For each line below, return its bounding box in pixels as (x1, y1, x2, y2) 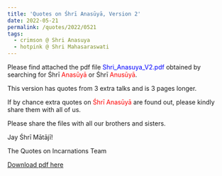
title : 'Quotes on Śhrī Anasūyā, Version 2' (7, 10, 141, 18)
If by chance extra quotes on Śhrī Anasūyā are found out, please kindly (7, 98, 215, 106)
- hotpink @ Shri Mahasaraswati (13, 43, 110, 50)
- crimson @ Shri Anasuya (13, 37, 91, 44)
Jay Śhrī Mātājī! (7, 133, 53, 141)
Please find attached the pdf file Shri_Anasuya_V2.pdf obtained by (7, 63, 201, 71)
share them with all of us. (7, 106, 82, 114)
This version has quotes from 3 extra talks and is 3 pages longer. (7, 84, 197, 92)
